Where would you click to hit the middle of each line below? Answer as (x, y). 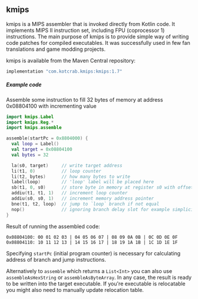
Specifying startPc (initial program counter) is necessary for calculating (93, 253)
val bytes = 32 (30, 155)
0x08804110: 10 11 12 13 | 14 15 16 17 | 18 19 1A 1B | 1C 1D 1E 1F (92, 242)
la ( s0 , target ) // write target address (67, 165)
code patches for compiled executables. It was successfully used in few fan (98, 43)
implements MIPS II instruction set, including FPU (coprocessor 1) (85, 30)
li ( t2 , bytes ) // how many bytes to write (71, 177)
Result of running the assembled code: (53, 226)
